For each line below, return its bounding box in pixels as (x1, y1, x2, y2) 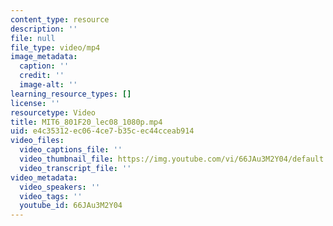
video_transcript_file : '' (19, 163, 132, 173)
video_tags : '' (19, 191, 83, 201)
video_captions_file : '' (19, 145, 123, 155)
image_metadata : (10, 52, 78, 62)
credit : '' (19, 71, 65, 81)
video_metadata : (10, 172, 78, 183)
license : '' (10, 98, 60, 108)
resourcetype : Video (10, 107, 97, 118)
